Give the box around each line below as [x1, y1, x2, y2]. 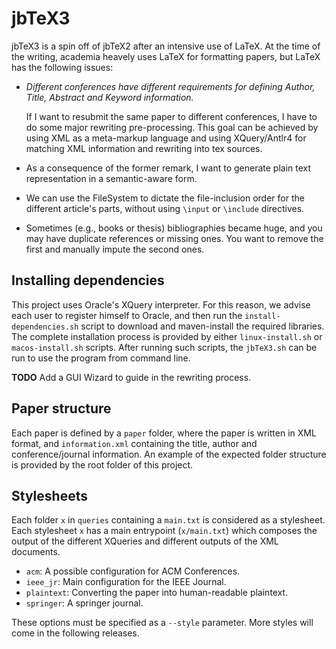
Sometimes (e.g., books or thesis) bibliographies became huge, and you [25, 222, 323, 234]
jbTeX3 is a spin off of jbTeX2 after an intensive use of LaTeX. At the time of [11, 40, 321, 52]
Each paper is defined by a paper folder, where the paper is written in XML [11, 427, 317, 439]
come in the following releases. [11, 627, 140, 639]
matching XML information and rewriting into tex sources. [25, 142, 263, 154]
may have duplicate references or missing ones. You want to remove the [25, 232, 324, 244]
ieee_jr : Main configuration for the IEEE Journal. [25, 576, 227, 588]
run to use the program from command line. [11, 352, 191, 364]
